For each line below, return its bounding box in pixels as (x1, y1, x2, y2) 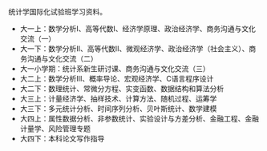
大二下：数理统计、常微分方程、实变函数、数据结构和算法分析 (19, 84, 225, 93)
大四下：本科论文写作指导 (19, 134, 105, 143)
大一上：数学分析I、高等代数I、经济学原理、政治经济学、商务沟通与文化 (19, 24, 257, 34)
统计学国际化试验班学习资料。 (8, 7, 107, 16)
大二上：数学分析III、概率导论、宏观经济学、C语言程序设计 (19, 74, 214, 83)
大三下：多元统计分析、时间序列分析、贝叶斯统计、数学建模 (19, 104, 217, 113)
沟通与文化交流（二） (26, 54, 98, 63)
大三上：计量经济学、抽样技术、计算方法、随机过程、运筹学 (19, 94, 217, 103)
